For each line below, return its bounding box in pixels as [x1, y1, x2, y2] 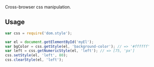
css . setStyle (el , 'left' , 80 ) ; [5, 53, 68, 58]
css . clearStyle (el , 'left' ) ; [5, 57, 64, 62]
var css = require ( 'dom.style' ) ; [5, 31, 72, 36]
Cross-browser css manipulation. [5, 4, 71, 10]
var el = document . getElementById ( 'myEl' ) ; [5, 40, 94, 44]
